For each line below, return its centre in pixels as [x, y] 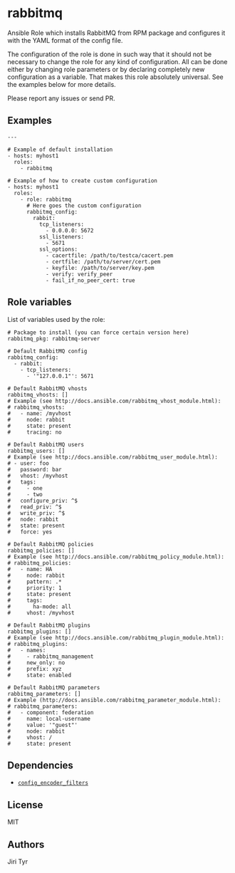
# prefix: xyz [35, 669]
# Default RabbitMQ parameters [54, 688]
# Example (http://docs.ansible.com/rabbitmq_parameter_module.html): [114, 700]
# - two [25, 494]
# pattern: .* [35, 582]
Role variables [40, 302]
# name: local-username [49, 718]
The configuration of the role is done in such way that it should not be [110, 54]
